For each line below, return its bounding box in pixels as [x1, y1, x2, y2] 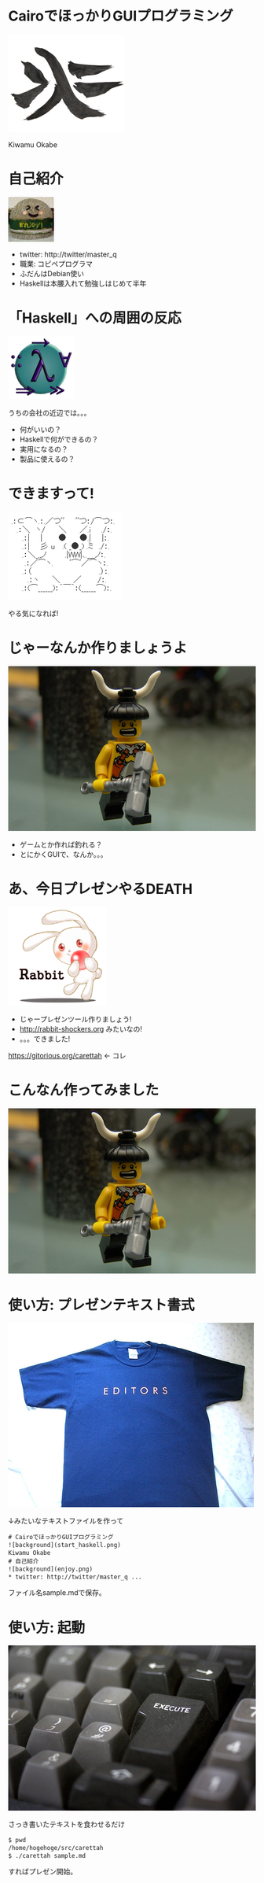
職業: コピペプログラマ [19, 259, 93, 268]
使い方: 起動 [8, 1619, 85, 1637]
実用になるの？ [19, 444, 68, 453]
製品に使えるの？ [19, 454, 75, 463]
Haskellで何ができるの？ [19, 434, 99, 444]
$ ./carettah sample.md [8, 1852, 86, 1859]
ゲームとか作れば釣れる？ [19, 840, 103, 850]
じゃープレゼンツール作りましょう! [19, 1014, 132, 1024]
